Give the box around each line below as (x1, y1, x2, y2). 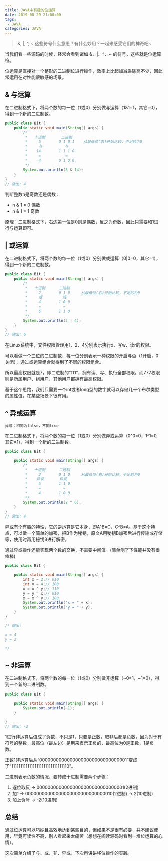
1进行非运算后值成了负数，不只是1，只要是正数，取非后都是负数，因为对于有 (5, 733, 162, 740)
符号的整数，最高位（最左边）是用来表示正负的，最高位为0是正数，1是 (5, 740, 150, 746)
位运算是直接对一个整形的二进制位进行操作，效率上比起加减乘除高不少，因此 (5, 68, 163, 74)
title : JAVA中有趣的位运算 (5, 7, 56, 13)
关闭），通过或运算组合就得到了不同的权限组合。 (5, 359, 104, 365)
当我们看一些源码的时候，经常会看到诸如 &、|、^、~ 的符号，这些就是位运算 (5, 51, 161, 57)
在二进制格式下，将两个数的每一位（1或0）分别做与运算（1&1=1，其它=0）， (5, 104, 160, 110)
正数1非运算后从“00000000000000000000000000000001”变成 (5, 757, 138, 763)
